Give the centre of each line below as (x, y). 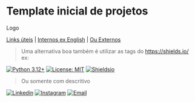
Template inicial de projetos (77, 11)
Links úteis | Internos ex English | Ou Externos (64, 39)
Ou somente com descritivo (56, 81)
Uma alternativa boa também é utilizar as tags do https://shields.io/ (105, 51)
